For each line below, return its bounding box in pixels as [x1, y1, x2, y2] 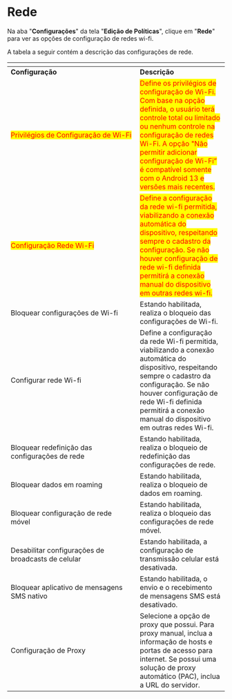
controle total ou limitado [139, 113, 221, 122]
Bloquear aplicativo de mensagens [10, 582, 123, 592]
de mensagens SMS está [139, 591, 221, 601]
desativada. [139, 562, 177, 572]
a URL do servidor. [139, 680, 200, 689]
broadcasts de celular [10, 554, 81, 564]
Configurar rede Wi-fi [10, 375, 81, 385]
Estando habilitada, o [139, 574, 208, 584]
